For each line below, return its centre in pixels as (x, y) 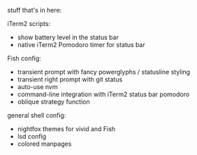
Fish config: (24, 58)
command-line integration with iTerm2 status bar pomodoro (103, 94)
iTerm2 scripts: (29, 23)
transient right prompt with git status (70, 79)
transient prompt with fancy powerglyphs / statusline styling (104, 72)
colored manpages (44, 144)
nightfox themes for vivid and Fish (66, 129)
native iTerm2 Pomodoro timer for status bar (81, 45)
